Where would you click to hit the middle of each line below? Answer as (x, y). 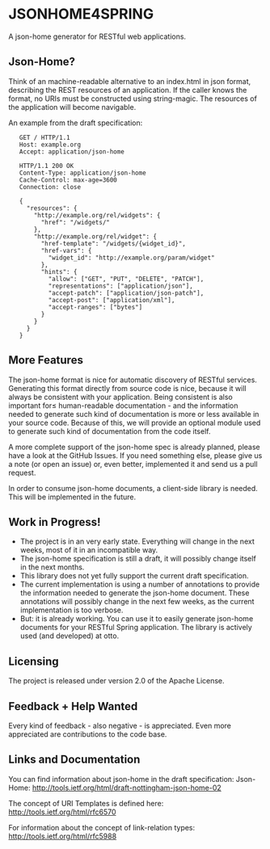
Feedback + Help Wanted (73, 706)
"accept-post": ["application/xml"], (112, 300)
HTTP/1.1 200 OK (46, 166)
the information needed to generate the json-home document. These (135, 593)
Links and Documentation (74, 760)
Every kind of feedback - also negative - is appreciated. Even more (120, 725)
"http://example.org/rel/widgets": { (97, 215)
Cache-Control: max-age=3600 (68, 180)
